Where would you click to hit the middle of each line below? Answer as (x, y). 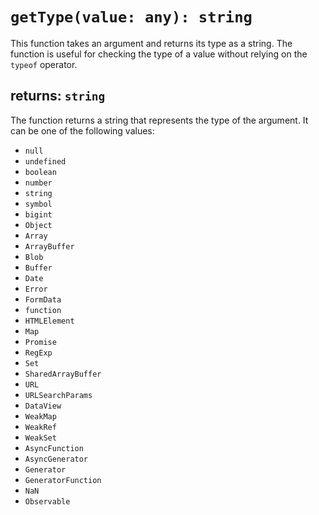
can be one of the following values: (82, 130)
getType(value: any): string (131, 17)
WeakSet (40, 438)
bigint (38, 214)
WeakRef (40, 427)
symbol (38, 204)
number (38, 183)
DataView (43, 406)
